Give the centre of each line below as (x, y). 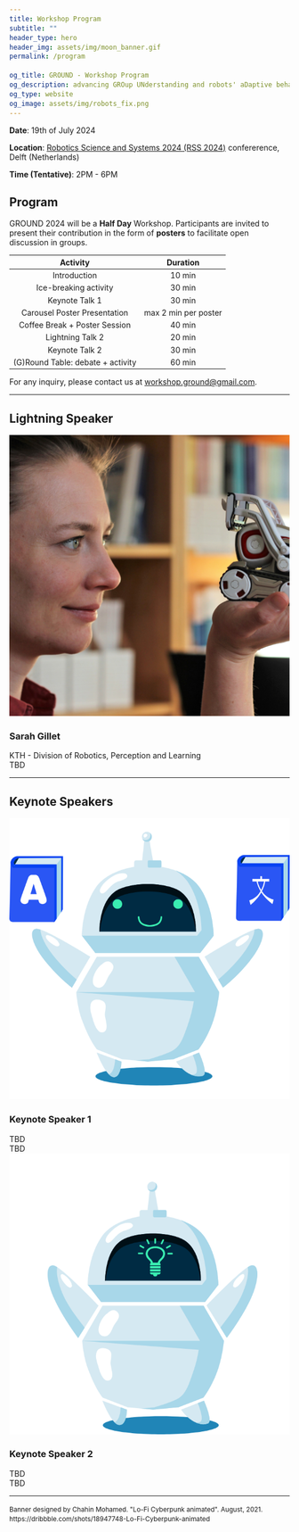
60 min (183, 362)
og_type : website (41, 94)
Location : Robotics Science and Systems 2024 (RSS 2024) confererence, (145, 147)
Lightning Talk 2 (75, 337)
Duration (183, 262)
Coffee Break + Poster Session (75, 325)
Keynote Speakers (61, 802)
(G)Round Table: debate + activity (75, 362)
